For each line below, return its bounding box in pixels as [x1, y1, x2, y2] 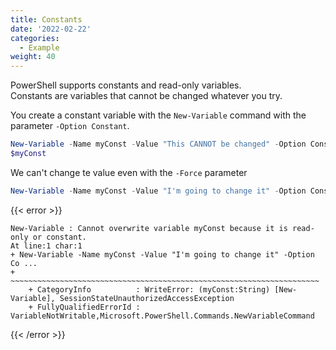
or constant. [32, 232, 87, 242]
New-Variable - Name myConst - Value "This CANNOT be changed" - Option [10, 139, 307, 150]
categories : [10, 33, 60, 43]
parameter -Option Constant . [10, 120, 130, 132]
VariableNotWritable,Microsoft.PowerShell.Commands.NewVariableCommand [10, 311, 315, 321]
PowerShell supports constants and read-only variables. [10, 79, 242, 91]
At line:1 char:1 [10, 241, 83, 251]
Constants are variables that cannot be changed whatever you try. [10, 90, 283, 102]
